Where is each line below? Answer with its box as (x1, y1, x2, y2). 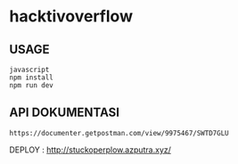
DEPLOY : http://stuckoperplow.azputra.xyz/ (9, 144, 172, 155)
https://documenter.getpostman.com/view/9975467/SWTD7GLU (9, 128, 229, 137)
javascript (9, 65, 50, 74)
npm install (9, 73, 53, 82)
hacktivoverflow (9, 6, 134, 27)
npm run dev (9, 81, 53, 90)
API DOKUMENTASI (9, 105, 120, 120)
